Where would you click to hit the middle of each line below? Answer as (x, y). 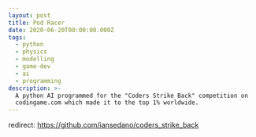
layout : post (30, 15)
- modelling (35, 59)
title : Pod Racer (37, 23)
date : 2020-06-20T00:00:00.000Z (61, 30)
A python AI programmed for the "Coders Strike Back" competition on (132, 96)
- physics (31, 52)
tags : (17, 37)
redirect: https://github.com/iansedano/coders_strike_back (104, 125)
